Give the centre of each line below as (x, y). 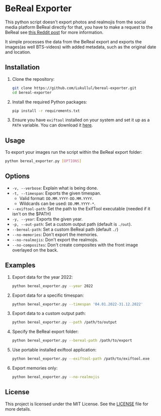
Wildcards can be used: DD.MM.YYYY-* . (57, 203)
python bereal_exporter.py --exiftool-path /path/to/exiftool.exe (81, 359)
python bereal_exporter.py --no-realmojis (56, 377)
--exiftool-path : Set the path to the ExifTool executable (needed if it (81, 208)
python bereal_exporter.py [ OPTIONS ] (43, 161)
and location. (18, 52)
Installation (22, 67)
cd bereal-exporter (32, 92)
